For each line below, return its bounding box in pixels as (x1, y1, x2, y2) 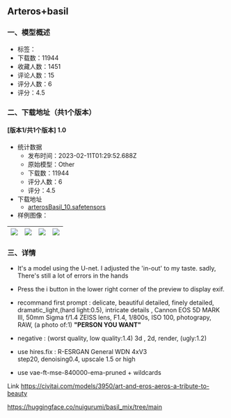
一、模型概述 (7, 28, 51, 38)
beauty (7, 389, 28, 398)
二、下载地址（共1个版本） (7, 107, 96, 117)
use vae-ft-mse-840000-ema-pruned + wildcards (17, 369, 161, 377)
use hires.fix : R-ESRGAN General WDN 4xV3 (17, 348, 148, 356)
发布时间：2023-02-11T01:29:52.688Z (27, 151, 137, 159)
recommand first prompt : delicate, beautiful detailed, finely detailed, (17, 298, 214, 307)
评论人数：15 (17, 71, 54, 79)
